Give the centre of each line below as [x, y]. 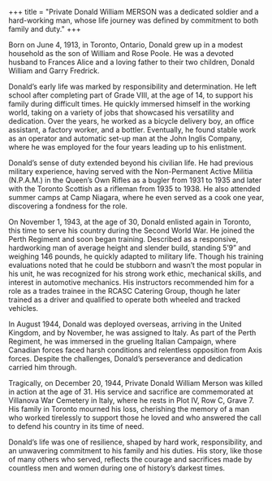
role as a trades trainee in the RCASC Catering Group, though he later [125, 291]
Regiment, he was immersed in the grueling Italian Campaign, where [123, 341]
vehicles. [24, 308]
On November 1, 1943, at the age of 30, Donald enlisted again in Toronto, [130, 222]
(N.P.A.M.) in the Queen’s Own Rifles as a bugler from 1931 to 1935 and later [135, 180]
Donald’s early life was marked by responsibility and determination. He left [133, 86]
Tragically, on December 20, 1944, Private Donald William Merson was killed [136, 383]
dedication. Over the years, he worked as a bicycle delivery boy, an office [131, 121]
